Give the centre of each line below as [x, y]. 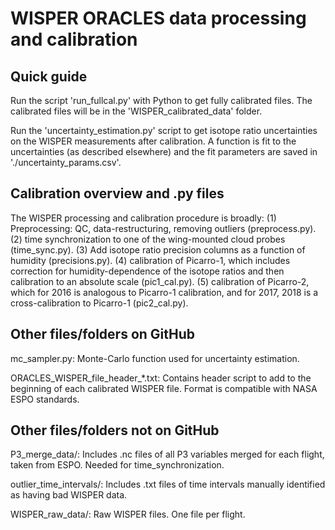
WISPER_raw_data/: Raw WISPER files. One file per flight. [128, 514]
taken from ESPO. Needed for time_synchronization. [117, 465]
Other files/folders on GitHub [102, 334]
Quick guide [49, 76]
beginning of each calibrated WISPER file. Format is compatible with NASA [164, 388]
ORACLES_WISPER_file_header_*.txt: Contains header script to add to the [161, 378]
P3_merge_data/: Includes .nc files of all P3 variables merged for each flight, [167, 454]
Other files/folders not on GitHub [115, 430]
